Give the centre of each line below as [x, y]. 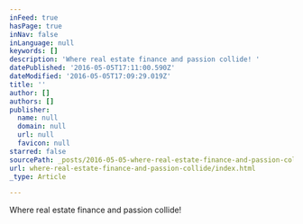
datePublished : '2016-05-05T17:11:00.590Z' [92, 68]
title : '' [28, 85]
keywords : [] [34, 51]
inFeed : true [34, 18]
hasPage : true [36, 26]
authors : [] [32, 101]
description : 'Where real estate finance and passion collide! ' [134, 59]
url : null [36, 135]
